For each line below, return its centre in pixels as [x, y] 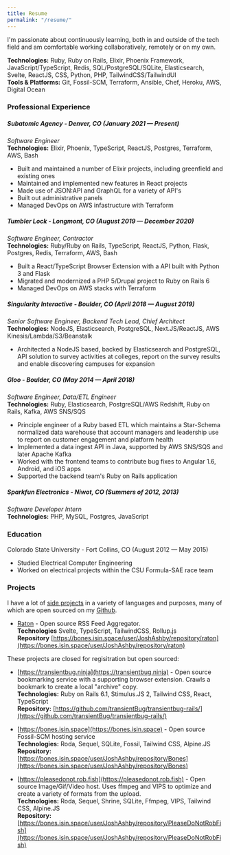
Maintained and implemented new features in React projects [102, 184]
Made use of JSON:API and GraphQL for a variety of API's [99, 191]
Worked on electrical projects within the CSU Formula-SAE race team [115, 570]
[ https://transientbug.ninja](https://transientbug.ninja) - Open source [114, 672]
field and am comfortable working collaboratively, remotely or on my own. [112, 47]
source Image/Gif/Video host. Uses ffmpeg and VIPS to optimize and [114, 786]
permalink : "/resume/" [39, 20]
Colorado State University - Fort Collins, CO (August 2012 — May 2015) [108, 549]
